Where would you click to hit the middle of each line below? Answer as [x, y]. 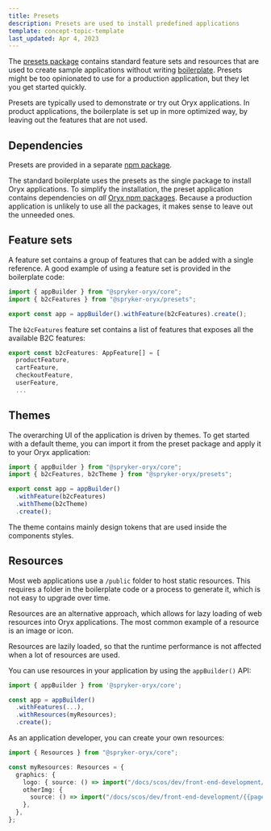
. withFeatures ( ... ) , [50, 707]
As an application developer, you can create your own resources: [116, 738]
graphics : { [36, 774]
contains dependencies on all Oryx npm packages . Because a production [130, 198]
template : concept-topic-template [67, 31]
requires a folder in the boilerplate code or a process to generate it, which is [134, 589]
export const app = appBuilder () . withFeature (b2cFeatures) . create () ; [128, 314]
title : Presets [34, 16]
